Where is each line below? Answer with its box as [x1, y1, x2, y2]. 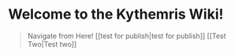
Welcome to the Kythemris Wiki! [8, 5, 224, 23]
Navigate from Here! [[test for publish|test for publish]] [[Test [27, 31, 226, 40]
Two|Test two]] [27, 39, 77, 48]
